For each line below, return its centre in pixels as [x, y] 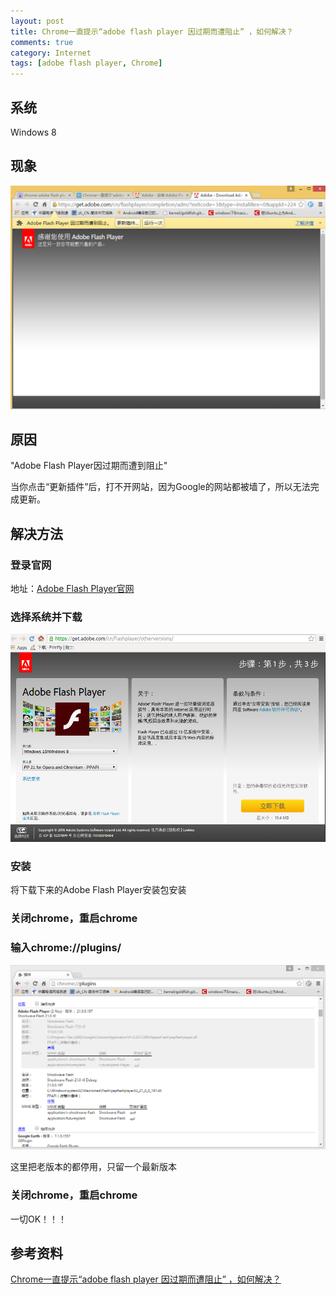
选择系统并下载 [46, 617]
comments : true [42, 42]
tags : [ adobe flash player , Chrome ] [86, 63]
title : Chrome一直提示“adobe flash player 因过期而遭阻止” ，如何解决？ [152, 31]
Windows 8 [33, 132]
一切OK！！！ [39, 1219]
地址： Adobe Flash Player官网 [72, 589]
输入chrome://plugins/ [66, 948]
